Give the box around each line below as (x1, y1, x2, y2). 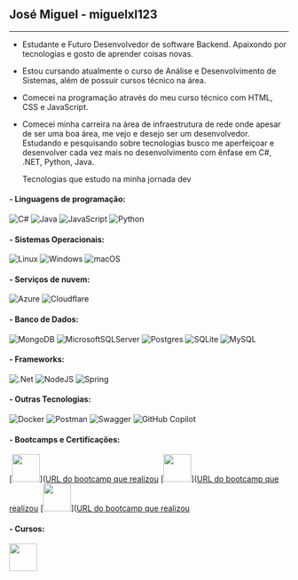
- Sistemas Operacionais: (9, 234, 105, 245)
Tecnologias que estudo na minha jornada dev (21, 173, 192, 184)
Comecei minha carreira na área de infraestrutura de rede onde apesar (21, 119, 281, 129)
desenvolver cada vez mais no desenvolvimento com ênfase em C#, (21, 146, 272, 158)
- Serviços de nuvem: (9, 274, 90, 285)
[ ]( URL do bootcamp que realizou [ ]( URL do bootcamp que (9, 474, 279, 484)
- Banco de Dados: (9, 314, 79, 325)
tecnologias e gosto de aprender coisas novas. (21, 48, 193, 59)
